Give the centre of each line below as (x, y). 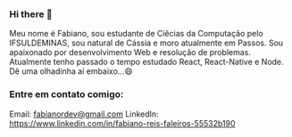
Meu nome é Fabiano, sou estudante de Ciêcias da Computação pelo (136, 34)
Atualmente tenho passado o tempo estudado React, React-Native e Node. (146, 62)
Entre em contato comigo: (67, 94)
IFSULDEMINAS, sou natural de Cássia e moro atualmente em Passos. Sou (146, 43)
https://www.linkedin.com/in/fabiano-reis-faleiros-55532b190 (122, 123)
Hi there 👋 (31, 14)
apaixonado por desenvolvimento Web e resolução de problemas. (130, 52)
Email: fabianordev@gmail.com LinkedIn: (84, 114)
